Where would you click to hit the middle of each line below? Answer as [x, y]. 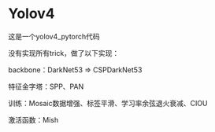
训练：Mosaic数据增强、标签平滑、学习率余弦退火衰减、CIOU [108, 103]
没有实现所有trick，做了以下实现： [64, 53]
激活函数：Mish [33, 119]
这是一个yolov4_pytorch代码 [54, 36]
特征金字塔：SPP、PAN [46, 86]
